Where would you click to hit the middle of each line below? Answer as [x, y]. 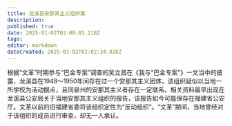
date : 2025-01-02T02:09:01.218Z [54, 33]
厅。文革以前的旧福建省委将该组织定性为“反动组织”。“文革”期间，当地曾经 [112, 107]
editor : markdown [32, 45]
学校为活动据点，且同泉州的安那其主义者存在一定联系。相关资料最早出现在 [119, 90]
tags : [15, 39]
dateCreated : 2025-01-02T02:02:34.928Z [65, 52]
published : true [30, 26]
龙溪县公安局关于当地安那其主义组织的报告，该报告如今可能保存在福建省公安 [116, 98]
